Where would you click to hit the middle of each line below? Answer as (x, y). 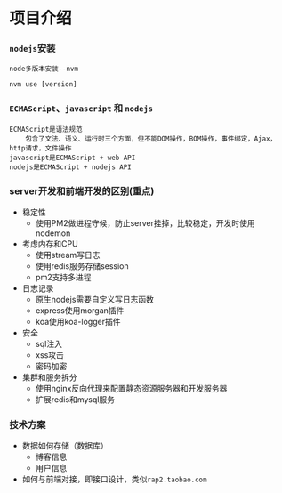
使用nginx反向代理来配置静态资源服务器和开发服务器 (131, 389)
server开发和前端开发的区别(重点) (82, 190)
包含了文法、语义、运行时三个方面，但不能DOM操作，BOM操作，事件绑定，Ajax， (151, 139)
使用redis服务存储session (82, 266)
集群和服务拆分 (49, 377)
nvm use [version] (43, 85)
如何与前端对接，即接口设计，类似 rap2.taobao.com (114, 479)
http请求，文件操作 (40, 148)
